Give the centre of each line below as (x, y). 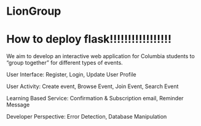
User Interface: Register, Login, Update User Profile (71, 75)
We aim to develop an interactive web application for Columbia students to (100, 56)
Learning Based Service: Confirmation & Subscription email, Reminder (95, 98)
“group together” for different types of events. (65, 63)
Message (18, 105)
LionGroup (34, 11)
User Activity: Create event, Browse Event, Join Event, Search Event (93, 86)
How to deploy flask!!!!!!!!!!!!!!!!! (89, 39)
